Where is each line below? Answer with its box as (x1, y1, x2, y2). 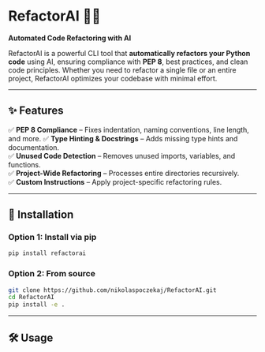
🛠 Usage (8, 331, 54, 344)
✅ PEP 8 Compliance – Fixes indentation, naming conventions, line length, (8, 125, 250, 134)
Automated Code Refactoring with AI (8, 33, 132, 43)
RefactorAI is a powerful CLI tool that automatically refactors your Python (8, 48, 251, 58)
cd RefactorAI (8, 294, 55, 301)
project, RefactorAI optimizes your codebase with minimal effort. (8, 73, 218, 83)
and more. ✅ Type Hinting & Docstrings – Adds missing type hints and (8, 133, 238, 143)
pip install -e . (8, 301, 65, 309)
